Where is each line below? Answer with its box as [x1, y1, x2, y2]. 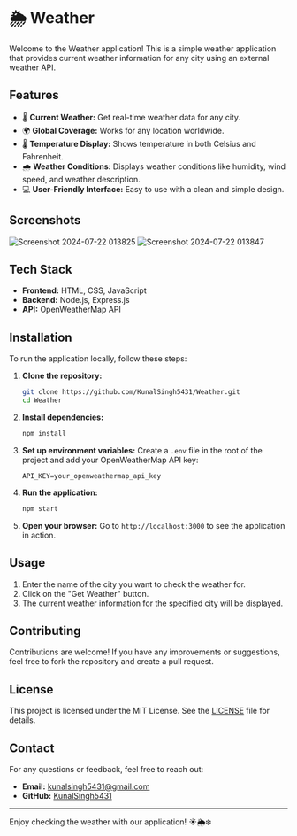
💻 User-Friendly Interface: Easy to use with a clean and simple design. [21, 183, 285, 194]
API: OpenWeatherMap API [21, 304, 122, 315]
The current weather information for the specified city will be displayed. [21, 598, 284, 608]
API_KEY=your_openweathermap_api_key [21, 471, 162, 480]
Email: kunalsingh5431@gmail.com [21, 781, 150, 792]
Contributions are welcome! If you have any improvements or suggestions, [9, 646, 280, 657]
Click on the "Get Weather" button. [21, 588, 149, 599]
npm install [21, 429, 66, 437]
